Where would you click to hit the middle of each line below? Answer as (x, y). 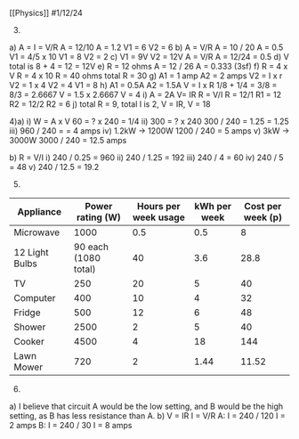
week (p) (263, 217)
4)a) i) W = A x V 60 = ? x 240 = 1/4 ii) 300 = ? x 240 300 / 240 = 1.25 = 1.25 (149, 121)
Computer (35, 298)
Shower (30, 327)
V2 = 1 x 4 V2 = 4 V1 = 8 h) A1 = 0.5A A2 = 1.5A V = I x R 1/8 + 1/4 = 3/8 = (143, 85)
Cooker (29, 341)
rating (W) (99, 217)
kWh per (213, 206)
